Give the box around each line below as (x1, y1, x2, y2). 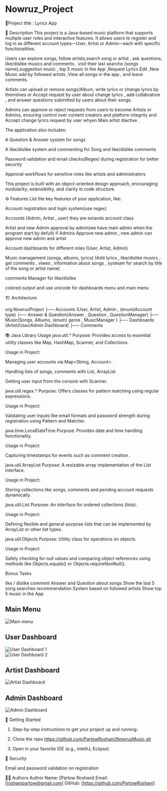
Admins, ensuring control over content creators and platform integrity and (5, 111, 157, 118)
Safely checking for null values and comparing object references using (5, 555, 151, 561)
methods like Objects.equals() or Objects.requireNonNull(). (5, 560, 126, 566)
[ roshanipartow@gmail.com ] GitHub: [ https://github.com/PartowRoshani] (5, 780, 156, 786)
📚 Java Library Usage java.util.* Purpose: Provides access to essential (5, 332, 151, 338)
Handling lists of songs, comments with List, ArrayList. (5, 368, 117, 374)
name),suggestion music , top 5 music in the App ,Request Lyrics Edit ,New (5, 66, 160, 72)
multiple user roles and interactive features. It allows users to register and (5, 35, 156, 41)
